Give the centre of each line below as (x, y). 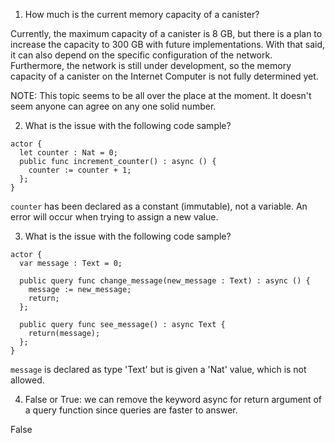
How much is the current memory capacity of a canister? (142, 14)
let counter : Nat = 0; (68, 153)
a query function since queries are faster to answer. (131, 410)
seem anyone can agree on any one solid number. (113, 106)
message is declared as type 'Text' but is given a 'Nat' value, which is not (158, 369)
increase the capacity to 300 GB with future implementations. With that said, (168, 44)
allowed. (27, 380)
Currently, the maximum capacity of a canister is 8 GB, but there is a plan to (166, 33)
